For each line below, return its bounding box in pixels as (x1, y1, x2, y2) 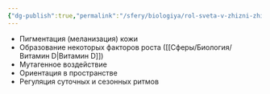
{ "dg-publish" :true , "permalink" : (7, 11, 120, 20)
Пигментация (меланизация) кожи (19, 34, 139, 43)
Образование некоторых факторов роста (19, 42, 162, 52)
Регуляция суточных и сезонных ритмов (19, 76, 159, 86)
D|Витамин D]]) (51, 51, 104, 60)
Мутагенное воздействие (19, 59, 108, 69)
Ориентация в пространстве (19, 67, 118, 77)
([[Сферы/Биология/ (163, 42, 233, 52)
